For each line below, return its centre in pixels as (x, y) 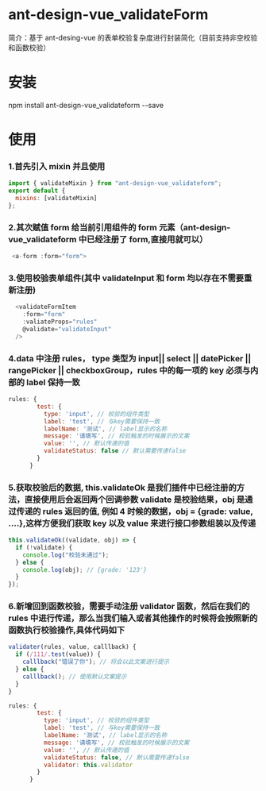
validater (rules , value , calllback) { (72, 647)
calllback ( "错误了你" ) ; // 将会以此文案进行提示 (96, 662)
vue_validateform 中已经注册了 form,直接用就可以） (108, 239)
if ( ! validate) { (44, 547)
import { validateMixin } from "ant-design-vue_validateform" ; (115, 183)
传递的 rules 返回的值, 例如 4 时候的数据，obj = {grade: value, (135, 511)
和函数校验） (29, 47)
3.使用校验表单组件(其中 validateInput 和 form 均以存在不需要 (126, 278)
